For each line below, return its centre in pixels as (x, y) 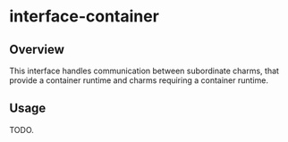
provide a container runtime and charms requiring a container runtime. (139, 80)
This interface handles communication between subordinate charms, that (144, 71)
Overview (37, 50)
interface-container (84, 17)
